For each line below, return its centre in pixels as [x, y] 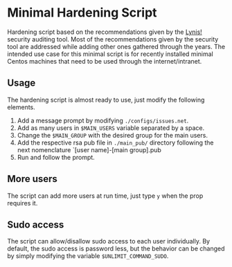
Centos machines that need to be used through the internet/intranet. [105, 61]
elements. [21, 107]
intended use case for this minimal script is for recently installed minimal [110, 54]
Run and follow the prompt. [56, 157]
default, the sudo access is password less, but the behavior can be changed [116, 249]
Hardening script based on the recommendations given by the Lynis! [105, 32]
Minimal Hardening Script [82, 13]
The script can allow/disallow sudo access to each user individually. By [108, 241]
